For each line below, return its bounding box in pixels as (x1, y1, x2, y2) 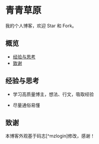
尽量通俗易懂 (12, 102, 40, 108)
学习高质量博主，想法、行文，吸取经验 (12, 91, 94, 97)
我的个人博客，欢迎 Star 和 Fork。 (5, 23, 77, 29)
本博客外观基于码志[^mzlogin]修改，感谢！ (5, 133, 95, 139)
